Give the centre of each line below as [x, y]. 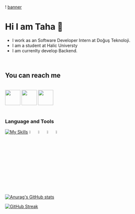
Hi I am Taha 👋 [34, 27]
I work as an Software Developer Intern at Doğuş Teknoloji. [71, 40]
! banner [13, 7]
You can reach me [33, 75]
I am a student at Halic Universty [45, 45]
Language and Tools [30, 121]
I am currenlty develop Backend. [45, 50]
